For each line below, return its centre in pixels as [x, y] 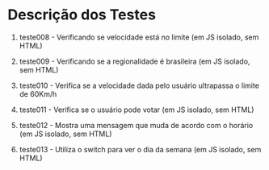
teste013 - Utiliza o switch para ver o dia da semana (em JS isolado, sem [140, 149]
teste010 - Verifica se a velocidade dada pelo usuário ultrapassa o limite [139, 85]
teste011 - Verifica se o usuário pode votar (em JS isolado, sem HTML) [137, 110]
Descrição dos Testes [82, 15]
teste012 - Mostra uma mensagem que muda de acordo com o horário [136, 125]
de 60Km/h [38, 93]
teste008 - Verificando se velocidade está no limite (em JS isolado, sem [139, 37]
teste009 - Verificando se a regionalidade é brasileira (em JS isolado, [134, 61]
